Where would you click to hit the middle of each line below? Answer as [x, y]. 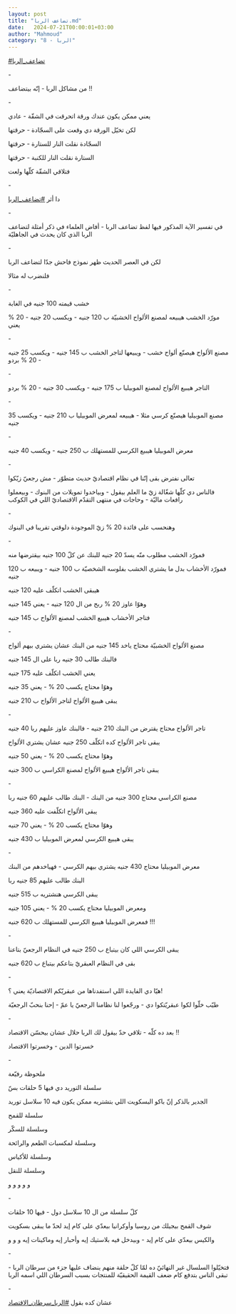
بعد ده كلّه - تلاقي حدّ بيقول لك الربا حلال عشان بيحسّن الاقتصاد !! [94, 1032]
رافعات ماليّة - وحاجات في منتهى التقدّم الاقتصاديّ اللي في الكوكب [96, 499]
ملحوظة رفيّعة [27, 1074]
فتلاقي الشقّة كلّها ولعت [39, 171]
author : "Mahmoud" [35, 34]
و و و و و [19, 1184]
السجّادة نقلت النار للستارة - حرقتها [55, 144]
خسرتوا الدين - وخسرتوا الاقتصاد [51, 1046]
